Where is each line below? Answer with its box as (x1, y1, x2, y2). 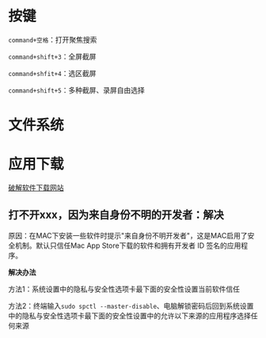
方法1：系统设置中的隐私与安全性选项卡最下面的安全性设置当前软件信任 (8, 284, 240, 294)
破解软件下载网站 (8, 183, 64, 192)
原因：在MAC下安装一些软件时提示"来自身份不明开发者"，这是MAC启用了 (8, 230, 248, 240)
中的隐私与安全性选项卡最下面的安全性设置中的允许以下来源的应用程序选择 (8, 310, 251, 321)
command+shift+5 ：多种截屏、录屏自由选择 (8, 85, 145, 95)
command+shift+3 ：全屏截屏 (8, 51, 97, 61)
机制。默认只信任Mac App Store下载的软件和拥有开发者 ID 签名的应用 (14, 241, 241, 250)
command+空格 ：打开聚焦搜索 (8, 35, 97, 44)
